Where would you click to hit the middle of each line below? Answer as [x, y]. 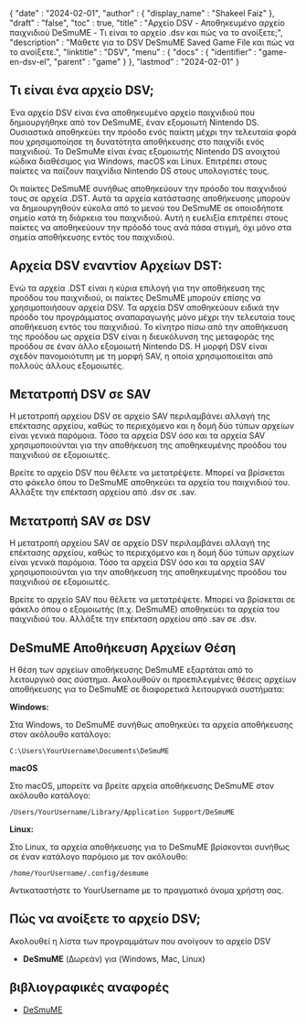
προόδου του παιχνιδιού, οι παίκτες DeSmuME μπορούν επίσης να [136, 297]
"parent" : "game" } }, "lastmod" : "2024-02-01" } [147, 62]
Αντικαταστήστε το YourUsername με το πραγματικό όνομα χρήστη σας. [147, 891]
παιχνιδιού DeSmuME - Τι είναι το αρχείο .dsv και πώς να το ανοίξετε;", [146, 32]
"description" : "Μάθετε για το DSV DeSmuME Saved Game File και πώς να [152, 42]
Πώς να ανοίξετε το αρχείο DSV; [105, 919]
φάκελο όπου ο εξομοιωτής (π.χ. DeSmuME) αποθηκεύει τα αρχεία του [145, 609]
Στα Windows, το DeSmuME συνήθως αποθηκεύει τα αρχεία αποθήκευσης [152, 725]
